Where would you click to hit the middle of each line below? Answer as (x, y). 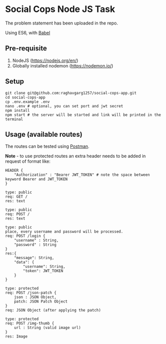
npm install (17, 110)
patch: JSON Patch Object (41, 302)
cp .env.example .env (28, 102)
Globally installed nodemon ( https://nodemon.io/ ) (63, 65)
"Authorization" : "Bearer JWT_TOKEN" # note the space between (82, 175)
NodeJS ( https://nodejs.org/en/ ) (45, 60)
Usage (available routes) (44, 134)
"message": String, (34, 258)
